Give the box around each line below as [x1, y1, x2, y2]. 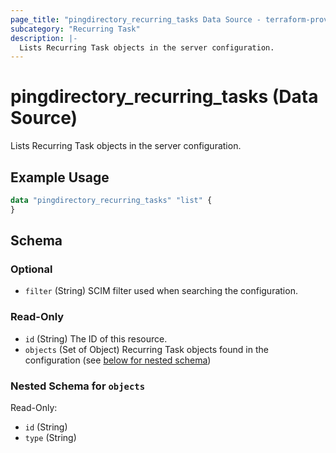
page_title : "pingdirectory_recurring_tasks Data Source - [10, 14, 262, 25]
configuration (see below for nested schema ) [24, 354, 212, 366]
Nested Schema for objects [10, 379, 146, 393]
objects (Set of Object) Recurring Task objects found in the [24, 343, 269, 355]
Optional [10, 262, 53, 276]
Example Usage [10, 169, 110, 186]
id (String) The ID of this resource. [24, 332, 168, 345]
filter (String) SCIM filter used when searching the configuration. [24, 285, 298, 297]
